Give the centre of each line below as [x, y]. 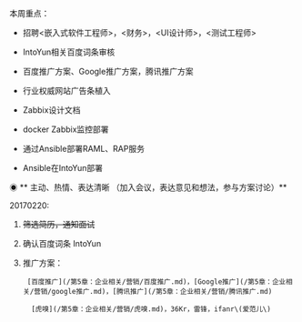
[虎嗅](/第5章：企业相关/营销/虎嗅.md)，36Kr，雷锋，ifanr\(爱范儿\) [151, 309]
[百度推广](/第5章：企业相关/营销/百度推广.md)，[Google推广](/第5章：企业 [156, 282]
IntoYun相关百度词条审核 [69, 52]
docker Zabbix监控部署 [65, 129]
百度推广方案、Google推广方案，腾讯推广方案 [108, 71]
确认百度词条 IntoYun [62, 243]
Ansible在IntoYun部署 [62, 168]
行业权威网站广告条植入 [66, 91]
